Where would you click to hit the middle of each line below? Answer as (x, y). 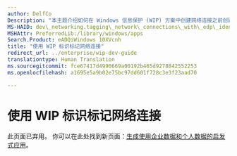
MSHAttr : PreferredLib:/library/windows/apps (75, 33)
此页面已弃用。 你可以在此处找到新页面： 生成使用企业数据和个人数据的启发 (116, 136)
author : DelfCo (30, 14)
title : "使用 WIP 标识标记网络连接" (56, 46)
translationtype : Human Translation (61, 60)
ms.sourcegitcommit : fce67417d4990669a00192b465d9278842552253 (102, 66)
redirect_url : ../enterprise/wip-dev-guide (72, 53)
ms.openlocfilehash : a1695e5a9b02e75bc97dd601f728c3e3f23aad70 (102, 72)
